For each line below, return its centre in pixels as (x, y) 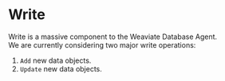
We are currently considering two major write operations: (102, 44)
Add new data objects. (55, 60)
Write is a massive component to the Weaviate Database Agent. (113, 37)
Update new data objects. (61, 68)
